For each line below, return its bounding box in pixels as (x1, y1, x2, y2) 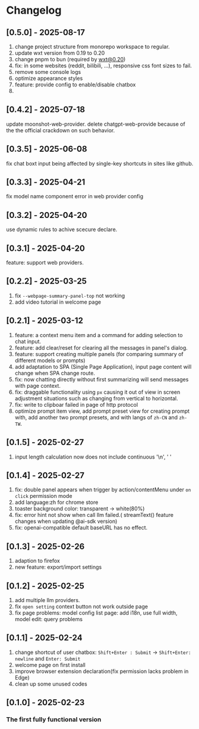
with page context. (14, 382, 61, 389)
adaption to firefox (14, 557, 61, 565)
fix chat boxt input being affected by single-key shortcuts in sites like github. (6, 160, 194, 167)
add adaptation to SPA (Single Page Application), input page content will (14, 363, 192, 370)
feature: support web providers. (6, 259, 84, 266)
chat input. (14, 338, 42, 345)
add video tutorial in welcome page (14, 298, 102, 306)
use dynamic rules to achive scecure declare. (6, 226, 118, 233)
